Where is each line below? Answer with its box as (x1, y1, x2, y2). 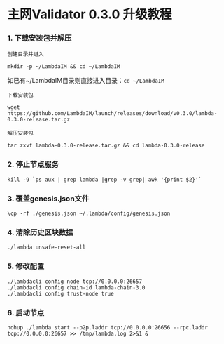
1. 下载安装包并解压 (7, 33, 72, 43)
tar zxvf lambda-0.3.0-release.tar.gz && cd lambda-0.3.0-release (7, 142, 205, 150)
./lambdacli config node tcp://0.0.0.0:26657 (7, 278, 142, 285)
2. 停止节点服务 (7, 159, 59, 169)
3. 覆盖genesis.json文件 (7, 194, 90, 204)
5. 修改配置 (7, 261, 45, 271)
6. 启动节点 (7, 307, 45, 317)
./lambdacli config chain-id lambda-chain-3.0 (7, 284, 146, 291)
